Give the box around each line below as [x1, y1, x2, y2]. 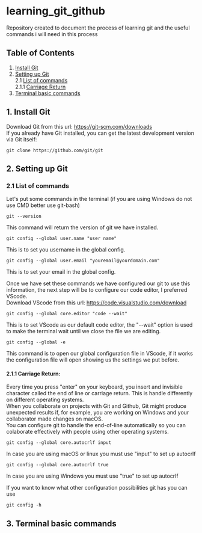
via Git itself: [6, 135, 37, 143]
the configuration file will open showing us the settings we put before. [6, 356, 179, 363]
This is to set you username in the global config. [6, 246, 126, 253]
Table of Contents [6, 48, 75, 58]
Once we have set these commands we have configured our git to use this [6, 280, 191, 287]
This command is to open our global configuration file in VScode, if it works [6, 350, 194, 357]
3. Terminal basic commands [6, 519, 117, 529]
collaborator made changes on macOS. [6, 415, 103, 422]
